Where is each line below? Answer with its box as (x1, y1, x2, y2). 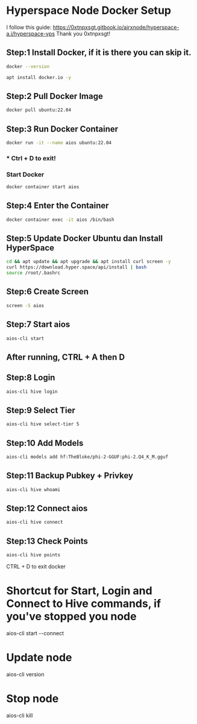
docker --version (6, 63, 50, 69)
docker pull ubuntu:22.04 (6, 107, 71, 113)
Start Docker (6, 170, 45, 179)
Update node (6, 651, 72, 664)
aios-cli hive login (6, 389, 58, 395)
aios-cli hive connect (6, 519, 63, 526)
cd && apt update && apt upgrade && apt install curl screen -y (6, 259, 171, 265)
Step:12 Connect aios (6, 503, 88, 513)
